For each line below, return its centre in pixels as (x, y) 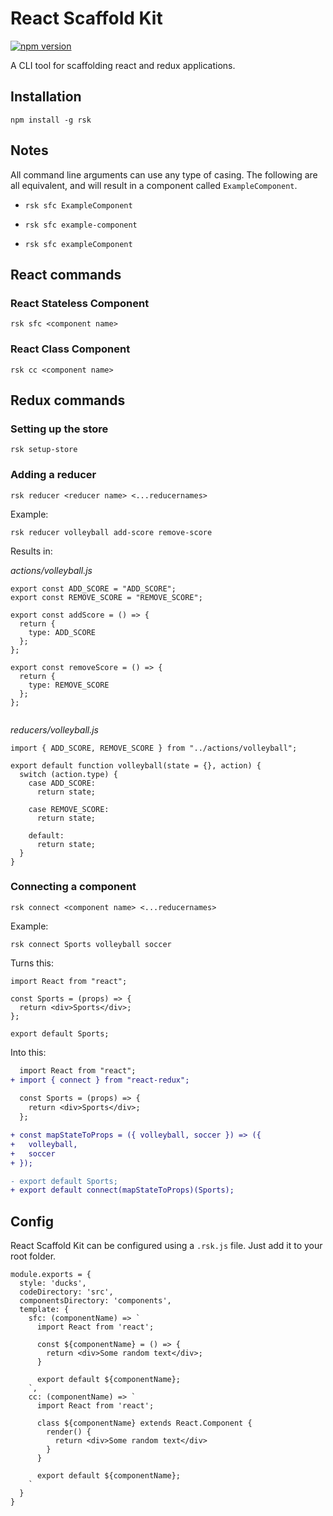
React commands (66, 274)
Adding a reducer (53, 475)
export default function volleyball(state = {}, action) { (136, 765)
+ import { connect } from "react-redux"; (100, 1080)
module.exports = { (51, 1275)
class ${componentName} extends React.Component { (144, 1423)
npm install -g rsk (51, 120)
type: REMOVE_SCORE (69, 685)
